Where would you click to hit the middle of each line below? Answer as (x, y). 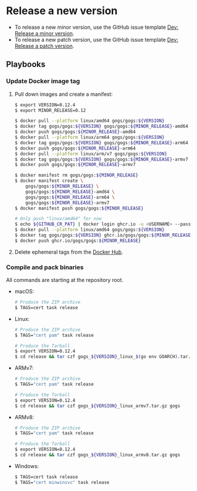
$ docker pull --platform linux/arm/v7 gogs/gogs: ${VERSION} (91, 154)
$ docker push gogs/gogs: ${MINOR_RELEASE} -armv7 (75, 165)
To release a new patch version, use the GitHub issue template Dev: (96, 39)
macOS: (24, 291)
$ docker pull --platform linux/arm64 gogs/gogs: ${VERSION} (89, 137)
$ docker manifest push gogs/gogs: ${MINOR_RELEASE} (79, 208)
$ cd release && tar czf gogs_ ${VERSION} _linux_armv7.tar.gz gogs (97, 406)
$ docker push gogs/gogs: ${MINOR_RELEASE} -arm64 (75, 148)
